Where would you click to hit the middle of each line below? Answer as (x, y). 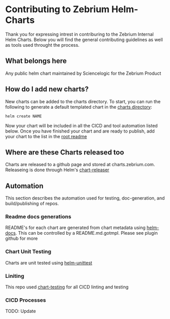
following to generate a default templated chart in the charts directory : (79, 107)
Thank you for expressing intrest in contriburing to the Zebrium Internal (79, 34)
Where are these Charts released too (65, 152)
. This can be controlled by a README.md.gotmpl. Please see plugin (87, 233)
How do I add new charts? (47, 89)
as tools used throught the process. (42, 45)
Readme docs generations (38, 217)
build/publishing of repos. (32, 204)
